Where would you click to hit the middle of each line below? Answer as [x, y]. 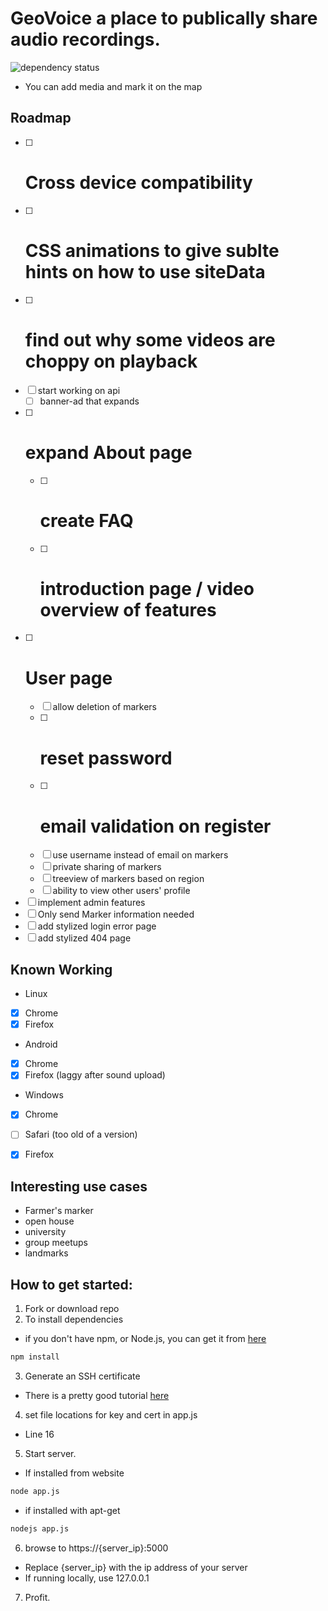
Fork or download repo [72, 1309]
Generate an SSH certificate [82, 1376]
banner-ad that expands [89, 401]
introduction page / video [147, 588]
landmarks [46, 1253]
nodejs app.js [40, 1528]
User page [68, 678]
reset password [106, 758]
